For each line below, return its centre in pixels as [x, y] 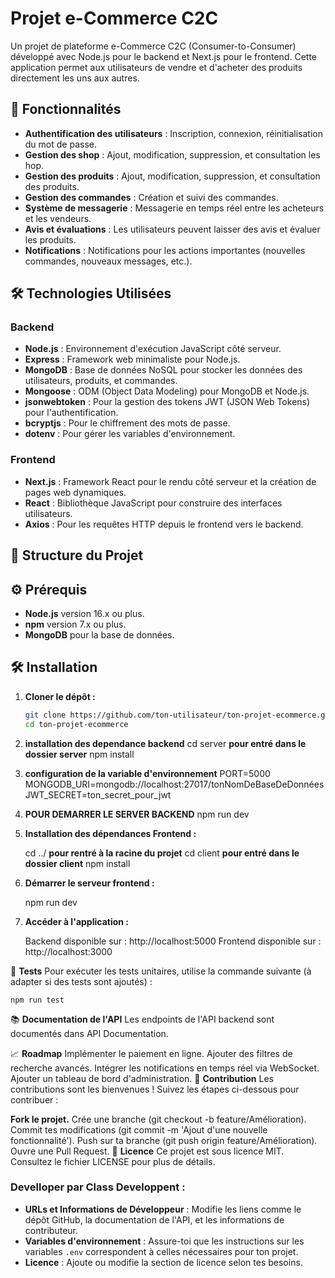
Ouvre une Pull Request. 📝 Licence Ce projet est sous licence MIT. [147, 1151]
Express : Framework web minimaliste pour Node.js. [132, 359]
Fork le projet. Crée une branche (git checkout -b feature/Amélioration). [158, 1119]
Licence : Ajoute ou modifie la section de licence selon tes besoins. [163, 1262]
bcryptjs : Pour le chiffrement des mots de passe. [127, 423]
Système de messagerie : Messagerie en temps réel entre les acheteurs [174, 208]
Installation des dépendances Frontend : [110, 833]
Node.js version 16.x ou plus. [84, 613]
